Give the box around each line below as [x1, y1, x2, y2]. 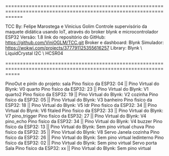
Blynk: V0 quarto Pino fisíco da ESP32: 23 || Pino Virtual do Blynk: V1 [5, 86, 149, 92]
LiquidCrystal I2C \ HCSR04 [5, 50, 63, 56]
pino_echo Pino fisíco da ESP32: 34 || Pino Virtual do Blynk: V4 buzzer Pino [5, 119, 163, 124]
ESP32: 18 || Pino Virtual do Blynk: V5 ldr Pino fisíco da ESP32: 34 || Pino [5, 102, 157, 108]
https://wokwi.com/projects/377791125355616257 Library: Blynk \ [5, 45, 143, 51]
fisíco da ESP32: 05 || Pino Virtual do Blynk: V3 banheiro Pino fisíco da [5, 97, 153, 103]
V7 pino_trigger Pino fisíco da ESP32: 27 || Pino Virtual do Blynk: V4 [5, 113, 147, 119]
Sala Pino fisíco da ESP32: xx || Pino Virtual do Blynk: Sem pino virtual [5, 145, 151, 151]
